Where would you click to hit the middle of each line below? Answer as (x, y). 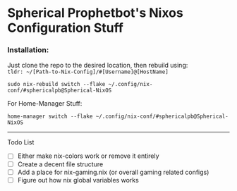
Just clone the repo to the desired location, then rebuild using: (98, 66)
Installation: (28, 50)
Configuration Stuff (65, 28)
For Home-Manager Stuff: (45, 104)
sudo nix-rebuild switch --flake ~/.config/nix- (80, 85)
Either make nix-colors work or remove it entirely (89, 156)
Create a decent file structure (60, 164)
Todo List (21, 142)
